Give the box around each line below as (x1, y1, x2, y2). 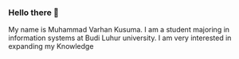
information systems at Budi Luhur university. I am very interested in (8, 33, 232, 42)
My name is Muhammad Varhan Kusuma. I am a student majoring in (8, 25, 229, 35)
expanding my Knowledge (8, 42, 94, 51)
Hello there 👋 (8, 7, 60, 18)
